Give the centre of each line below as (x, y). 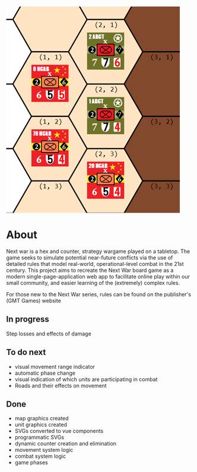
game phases (31, 463)
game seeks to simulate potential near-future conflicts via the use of (90, 257)
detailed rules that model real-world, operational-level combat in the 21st (95, 264)
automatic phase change (45, 373)
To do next (26, 352)
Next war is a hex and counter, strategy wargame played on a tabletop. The (98, 251)
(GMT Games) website (34, 300)
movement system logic (44, 450)
